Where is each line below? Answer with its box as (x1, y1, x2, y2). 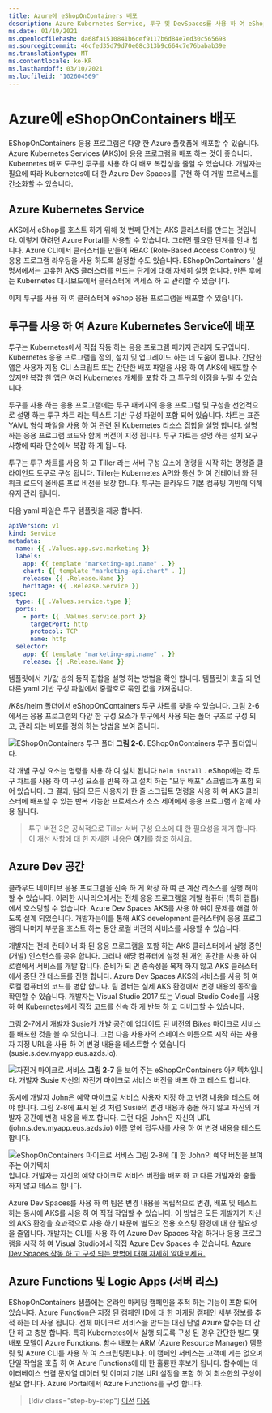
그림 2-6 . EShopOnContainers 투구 (116, 738, 231, 747)
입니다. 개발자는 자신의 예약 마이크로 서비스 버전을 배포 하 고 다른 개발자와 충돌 (8, 1170, 257, 1180)
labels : (15, 552, 42, 560)
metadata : (8, 536, 42, 545)
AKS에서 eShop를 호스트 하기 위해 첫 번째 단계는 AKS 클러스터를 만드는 (8, 225, 235, 235)
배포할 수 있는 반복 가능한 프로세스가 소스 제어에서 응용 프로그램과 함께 (29, 796, 253, 806)
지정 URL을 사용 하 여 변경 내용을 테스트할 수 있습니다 (16, 1039, 186, 1049)
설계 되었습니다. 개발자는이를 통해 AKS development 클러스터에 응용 (23, 913, 241, 923)
